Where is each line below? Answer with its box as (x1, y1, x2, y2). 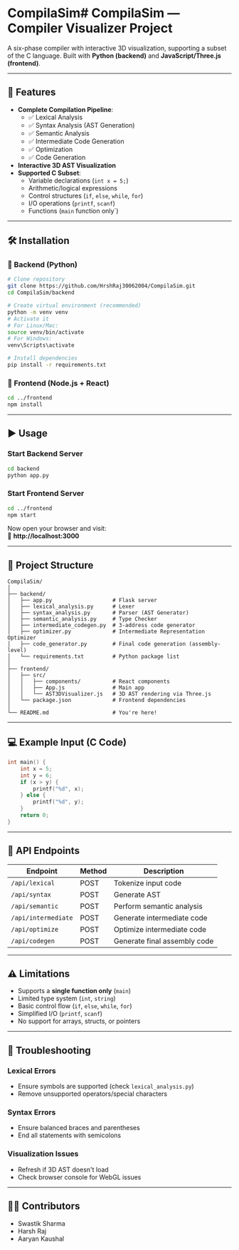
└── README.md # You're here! (7, 709, 158, 716)
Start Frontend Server (7, 489, 85, 499)
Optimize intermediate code (113, 924, 207, 934)
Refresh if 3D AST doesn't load (17, 1165, 109, 1174)
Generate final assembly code (113, 936, 214, 946)
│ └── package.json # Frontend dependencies (7, 697, 186, 704)
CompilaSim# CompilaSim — (7, 5, 180, 21)
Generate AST (113, 890, 161, 900)
